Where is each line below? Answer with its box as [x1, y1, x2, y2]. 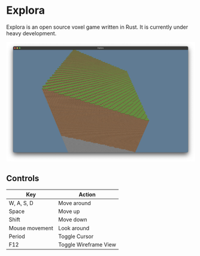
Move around [58, 199, 91, 206]
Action [78, 191, 96, 198]
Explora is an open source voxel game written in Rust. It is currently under [6, 23, 189, 31]
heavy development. [6, 29, 57, 36]
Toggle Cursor [58, 233, 94, 240]
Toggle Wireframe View [58, 241, 117, 248]
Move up [58, 208, 80, 215]
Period [8, 233, 25, 240]
